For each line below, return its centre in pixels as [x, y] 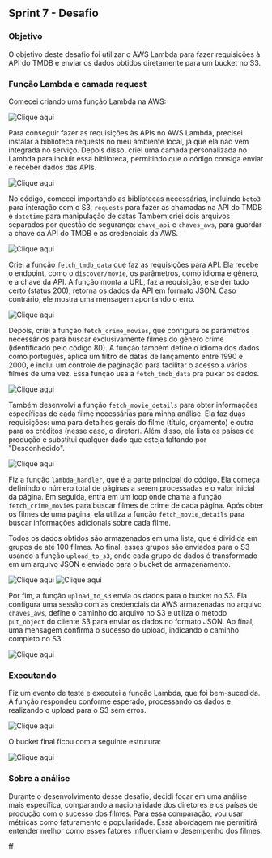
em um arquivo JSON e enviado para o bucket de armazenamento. [119, 564]
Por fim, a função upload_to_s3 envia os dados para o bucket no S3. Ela [128, 595]
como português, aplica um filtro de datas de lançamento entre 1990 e [126, 356]
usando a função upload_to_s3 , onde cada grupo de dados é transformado [133, 556]
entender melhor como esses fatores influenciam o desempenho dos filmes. [136, 830]
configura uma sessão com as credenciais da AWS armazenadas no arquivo [135, 604]
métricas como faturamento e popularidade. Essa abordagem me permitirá [133, 822]
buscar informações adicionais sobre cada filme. [90, 522]
